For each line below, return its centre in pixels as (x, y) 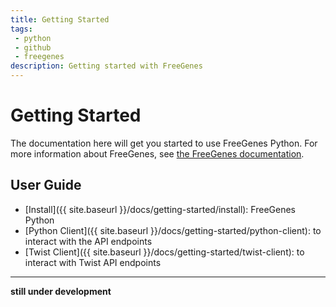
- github (33, 47)
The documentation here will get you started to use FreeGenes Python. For (164, 143)
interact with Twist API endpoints (93, 262)
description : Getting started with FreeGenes (106, 66)
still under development (61, 291)
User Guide (46, 185)
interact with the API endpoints (88, 241)
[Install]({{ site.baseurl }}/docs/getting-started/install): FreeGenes (160, 209)
